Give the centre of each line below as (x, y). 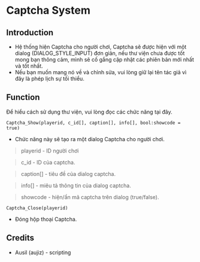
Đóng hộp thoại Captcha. (46, 219)
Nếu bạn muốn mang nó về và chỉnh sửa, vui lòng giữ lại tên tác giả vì (101, 72)
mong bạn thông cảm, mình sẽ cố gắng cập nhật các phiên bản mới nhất (104, 60)
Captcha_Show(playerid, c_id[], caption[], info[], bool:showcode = (93, 123)
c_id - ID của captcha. (48, 162)
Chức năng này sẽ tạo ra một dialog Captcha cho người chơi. (90, 139)
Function (23, 97)
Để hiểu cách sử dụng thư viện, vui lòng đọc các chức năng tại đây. (89, 112)
